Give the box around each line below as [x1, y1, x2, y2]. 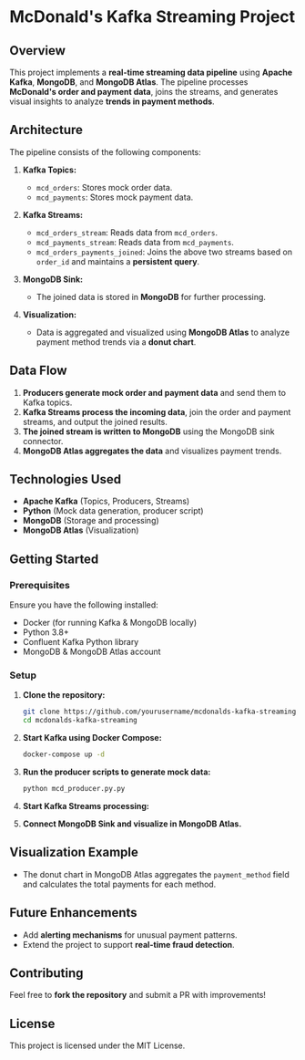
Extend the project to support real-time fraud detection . [22, 939, 235, 950]
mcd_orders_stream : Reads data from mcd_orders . [36, 226, 219, 238]
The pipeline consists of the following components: [9, 146, 202, 157]
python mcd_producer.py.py [22, 785, 126, 794]
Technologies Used [9, 472, 121, 487]
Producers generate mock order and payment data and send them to [22, 387, 287, 398]
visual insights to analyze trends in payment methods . [9, 96, 216, 107]
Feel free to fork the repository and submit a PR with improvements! [9, 990, 267, 1001]
